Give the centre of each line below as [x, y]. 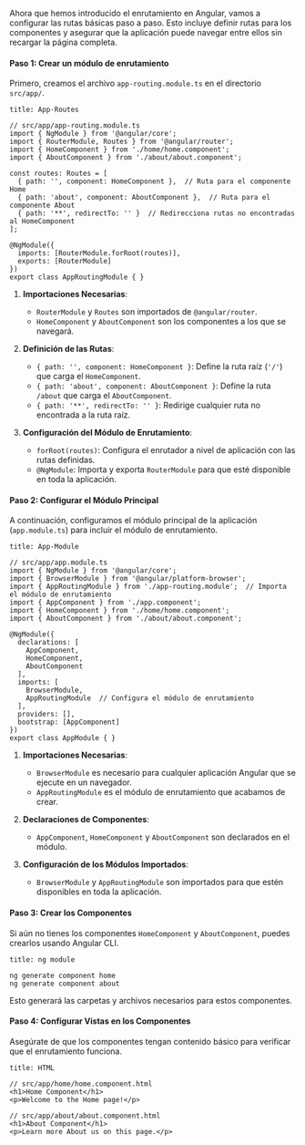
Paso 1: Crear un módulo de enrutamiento [89, 63]
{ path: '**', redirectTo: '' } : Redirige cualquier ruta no [148, 406]
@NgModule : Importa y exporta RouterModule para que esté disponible [163, 469]
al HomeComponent [42, 222]
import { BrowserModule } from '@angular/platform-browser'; [128, 579]
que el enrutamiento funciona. [66, 1051]
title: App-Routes [44, 110]
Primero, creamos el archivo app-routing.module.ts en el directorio [136, 83]
